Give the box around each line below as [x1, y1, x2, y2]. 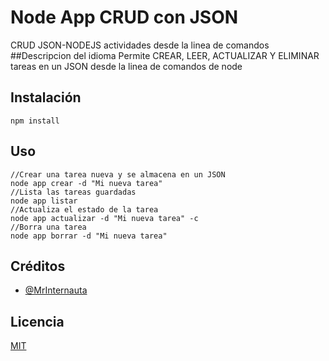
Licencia [10, 313, 65, 330]
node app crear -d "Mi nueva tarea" [10, 178, 163, 188]
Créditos [10, 257, 66, 275]
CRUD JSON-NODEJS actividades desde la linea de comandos [10, 39, 270, 51]
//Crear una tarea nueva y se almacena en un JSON [10, 169, 226, 180]
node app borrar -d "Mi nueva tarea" [10, 231, 168, 241]
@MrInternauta [24, 284, 88, 296]
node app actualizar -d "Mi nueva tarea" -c [10, 213, 199, 223]
